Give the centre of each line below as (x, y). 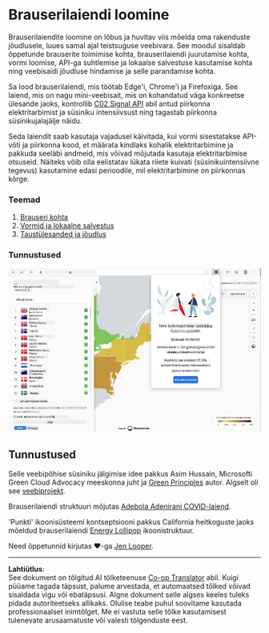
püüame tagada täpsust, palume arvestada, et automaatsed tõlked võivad (129, 586)
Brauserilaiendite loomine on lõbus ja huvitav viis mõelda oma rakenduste (129, 37)
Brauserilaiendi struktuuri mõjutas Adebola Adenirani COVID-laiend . (120, 506)
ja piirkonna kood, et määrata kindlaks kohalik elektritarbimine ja (128, 144)
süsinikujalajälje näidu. (45, 120)
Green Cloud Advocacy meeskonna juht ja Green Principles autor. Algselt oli (133, 482)
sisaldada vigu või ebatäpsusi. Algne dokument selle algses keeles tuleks (129, 594)
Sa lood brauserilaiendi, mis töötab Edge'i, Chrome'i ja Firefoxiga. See (123, 87)
